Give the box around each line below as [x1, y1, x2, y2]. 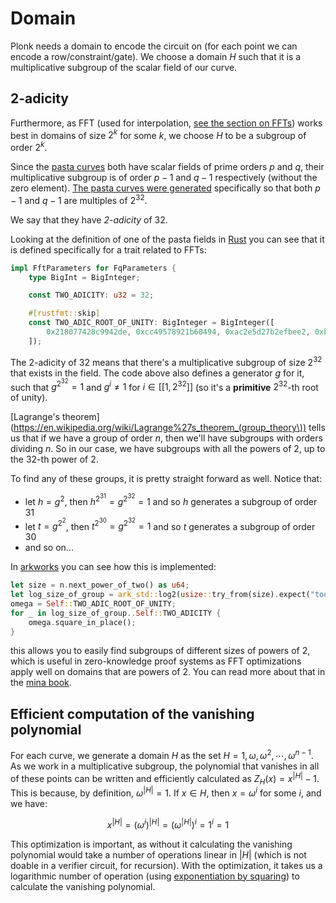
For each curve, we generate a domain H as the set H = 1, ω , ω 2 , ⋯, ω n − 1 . [10, 748, 314, 761]
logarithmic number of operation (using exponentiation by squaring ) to [10, 870, 300, 882]
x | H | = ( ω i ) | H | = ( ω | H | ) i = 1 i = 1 [106, 817, 230, 831]
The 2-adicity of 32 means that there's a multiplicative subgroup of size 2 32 [10, 354, 323, 368]
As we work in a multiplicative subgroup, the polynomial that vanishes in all [10, 760, 320, 772]
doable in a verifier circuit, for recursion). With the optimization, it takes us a [10, 859, 323, 871]
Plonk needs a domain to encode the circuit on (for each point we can [10, 40, 298, 52]
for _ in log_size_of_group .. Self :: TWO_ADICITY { [10, 608, 222, 618]
